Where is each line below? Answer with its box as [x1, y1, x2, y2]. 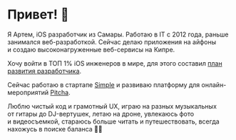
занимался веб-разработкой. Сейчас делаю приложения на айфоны [7, 37, 217, 46]
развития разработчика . [7, 66, 82, 75]
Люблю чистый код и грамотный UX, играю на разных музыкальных [7, 101, 217, 110]
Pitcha [49, 88, 69, 96]
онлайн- [201, 80, 227, 89]
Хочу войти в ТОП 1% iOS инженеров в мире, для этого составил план [7, 59, 222, 67]
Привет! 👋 [7, 6, 69, 23]
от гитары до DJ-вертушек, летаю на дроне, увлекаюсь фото [7, 109, 195, 118]
